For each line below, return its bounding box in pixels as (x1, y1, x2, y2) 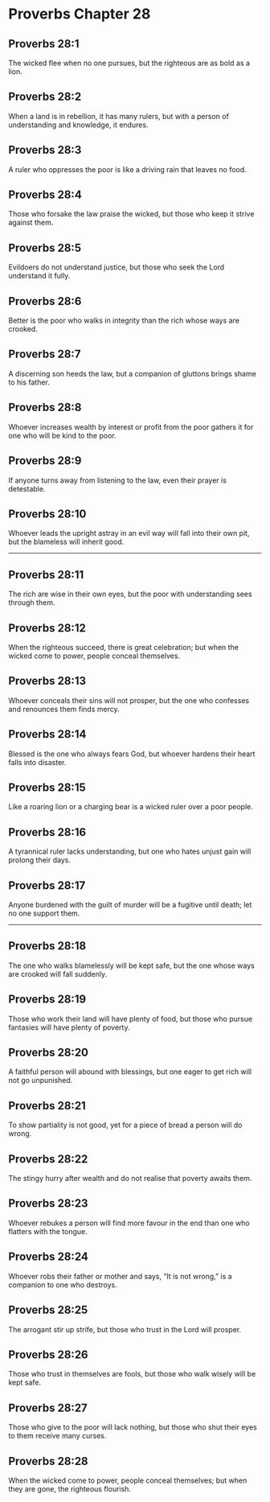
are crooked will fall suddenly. (8, 969, 107, 978)
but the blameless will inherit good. (8, 537, 125, 547)
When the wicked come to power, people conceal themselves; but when (8, 1475, 247, 1485)
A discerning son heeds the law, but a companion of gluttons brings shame (8, 368, 257, 378)
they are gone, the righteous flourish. (8, 1483, 131, 1493)
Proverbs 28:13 (8, 674, 87, 688)
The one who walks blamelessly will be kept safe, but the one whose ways (8, 961, 255, 970)
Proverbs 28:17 (8, 879, 86, 892)
